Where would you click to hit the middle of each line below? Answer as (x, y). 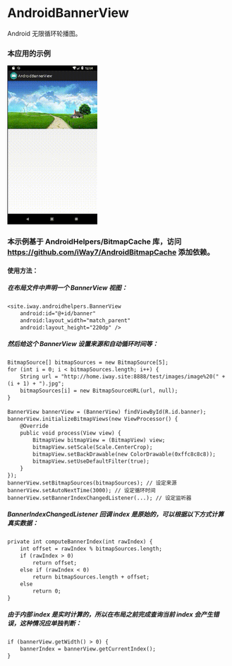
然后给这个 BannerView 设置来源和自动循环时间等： (83, 344)
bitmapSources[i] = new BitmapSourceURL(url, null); (99, 391)
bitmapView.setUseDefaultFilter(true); (91, 461)
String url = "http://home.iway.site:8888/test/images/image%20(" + (123, 376)
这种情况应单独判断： (50, 624)
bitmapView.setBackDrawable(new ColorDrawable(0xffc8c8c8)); (124, 454)
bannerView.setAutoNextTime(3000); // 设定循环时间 (82, 490)
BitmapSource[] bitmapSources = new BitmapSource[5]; (88, 362)
